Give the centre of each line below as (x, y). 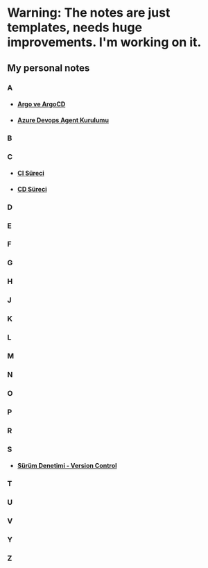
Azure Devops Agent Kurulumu (63, 120)
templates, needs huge (75, 27)
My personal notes (49, 68)
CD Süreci (32, 189)
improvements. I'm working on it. (104, 42)
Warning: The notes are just (89, 13)
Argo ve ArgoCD (41, 104)
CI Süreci (31, 173)
